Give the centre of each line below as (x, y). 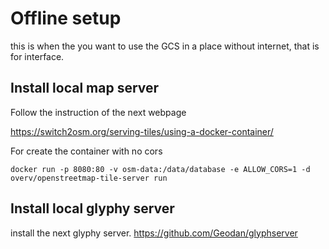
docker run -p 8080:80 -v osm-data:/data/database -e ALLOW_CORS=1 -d (160, 169)
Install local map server (85, 88)
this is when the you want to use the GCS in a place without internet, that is (165, 46)
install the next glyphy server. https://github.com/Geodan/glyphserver (154, 233)
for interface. (37, 56)
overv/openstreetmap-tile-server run (89, 178)
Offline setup (66, 18)
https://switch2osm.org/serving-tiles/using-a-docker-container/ (142, 131)
